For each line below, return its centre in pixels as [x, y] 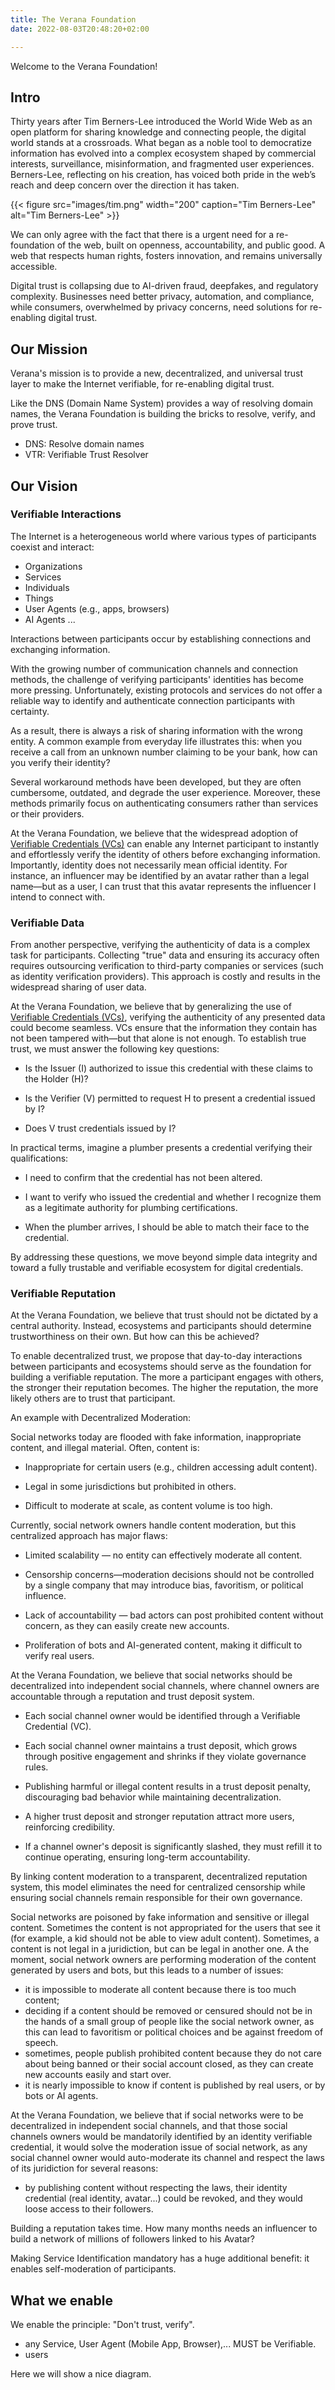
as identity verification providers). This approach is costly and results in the [165, 977]
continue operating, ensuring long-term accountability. [137, 1857]
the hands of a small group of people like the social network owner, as [169, 2022]
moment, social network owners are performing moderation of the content [163, 1960]
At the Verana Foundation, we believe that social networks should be [151, 1675]
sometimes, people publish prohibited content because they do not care [173, 2053]
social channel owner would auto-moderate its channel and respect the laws [167, 2158]
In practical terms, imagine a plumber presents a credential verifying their [161, 1148]
